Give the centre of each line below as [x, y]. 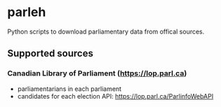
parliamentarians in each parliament [69, 89]
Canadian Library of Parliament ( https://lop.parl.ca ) [97, 73]
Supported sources [50, 53]
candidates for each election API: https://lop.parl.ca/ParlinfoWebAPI [115, 96]
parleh [27, 12]
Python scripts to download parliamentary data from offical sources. [106, 31]
